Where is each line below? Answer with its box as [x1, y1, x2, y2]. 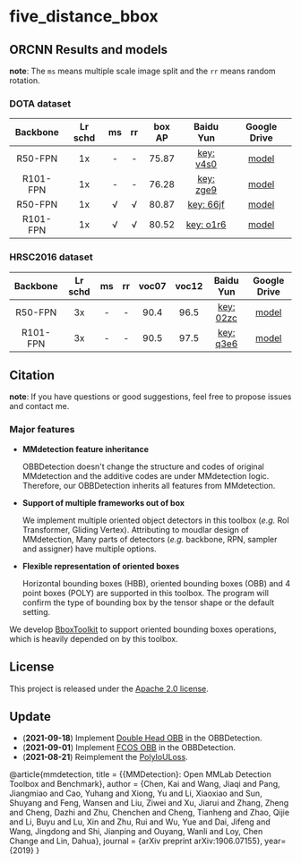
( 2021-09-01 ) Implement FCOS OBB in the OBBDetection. [21, 742, 236, 753]
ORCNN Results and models [9, 42, 168, 57]
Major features [9, 423, 75, 436]
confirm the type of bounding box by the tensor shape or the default [21, 597, 275, 608]
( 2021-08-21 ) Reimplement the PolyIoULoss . [21, 752, 188, 763]
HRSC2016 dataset [9, 251, 93, 263]
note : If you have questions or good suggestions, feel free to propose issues [9, 391, 292, 402]
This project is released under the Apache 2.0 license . [9, 683, 209, 694]
